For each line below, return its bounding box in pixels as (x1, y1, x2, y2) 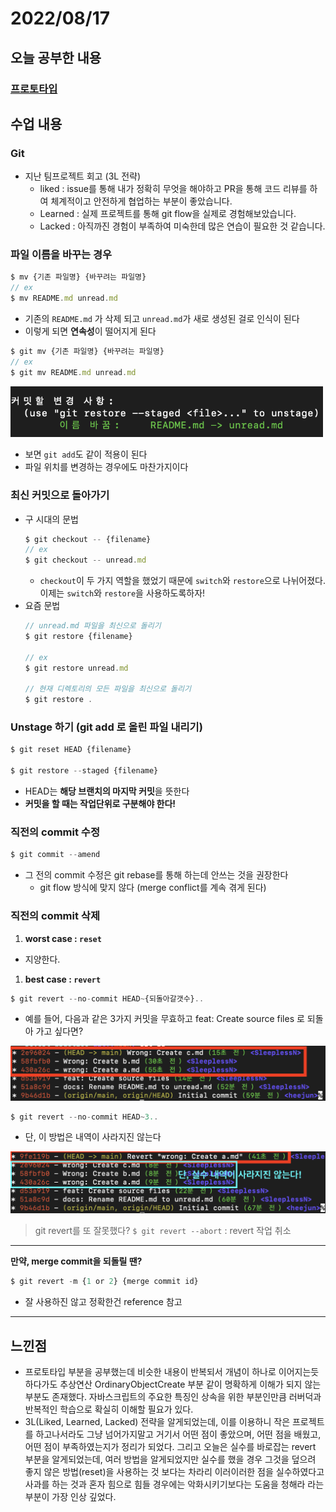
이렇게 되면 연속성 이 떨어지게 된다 (24, 325, 157, 337)
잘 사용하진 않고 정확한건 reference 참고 (24, 1296, 183, 1308)
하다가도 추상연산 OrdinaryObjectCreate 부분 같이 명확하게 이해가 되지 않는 (24, 1378, 322, 1390)
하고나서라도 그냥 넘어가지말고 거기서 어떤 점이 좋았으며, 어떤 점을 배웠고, (35, 1428, 322, 1440)
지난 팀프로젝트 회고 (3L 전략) (24, 170, 142, 182)
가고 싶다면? (35, 1025, 84, 1037)
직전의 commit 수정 (10, 825, 100, 839)
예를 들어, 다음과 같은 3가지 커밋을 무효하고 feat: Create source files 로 (24, 1013, 305, 1025)
